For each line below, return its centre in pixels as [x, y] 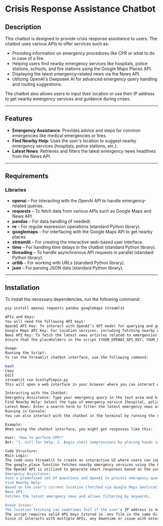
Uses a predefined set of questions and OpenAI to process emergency [77, 478]
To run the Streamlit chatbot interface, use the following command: [77, 358]
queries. [35, 206]
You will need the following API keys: [45, 322]
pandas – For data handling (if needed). [52, 221]
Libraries [16, 190]
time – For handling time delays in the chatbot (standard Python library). [84, 247]
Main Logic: [17, 456]
